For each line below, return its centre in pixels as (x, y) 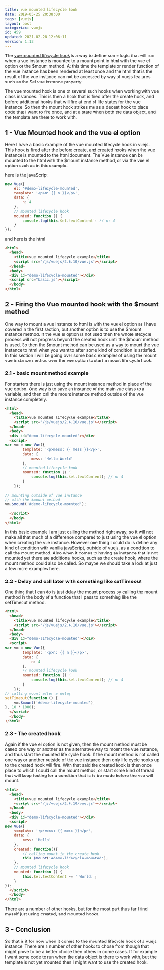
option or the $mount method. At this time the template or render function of (82, 66)
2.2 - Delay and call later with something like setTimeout (73, 581)
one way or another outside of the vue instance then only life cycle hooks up (82, 760)
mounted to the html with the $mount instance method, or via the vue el (77, 160)
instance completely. (26, 400)
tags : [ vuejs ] (20, 19)
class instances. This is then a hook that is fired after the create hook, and (80, 96)
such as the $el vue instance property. (44, 82)
